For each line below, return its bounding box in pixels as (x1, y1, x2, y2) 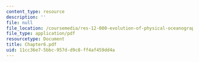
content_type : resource (6, 8, 65, 15)
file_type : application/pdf (6, 31, 76, 37)
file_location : (6, 25, 44, 31)
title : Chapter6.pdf (6, 42, 57, 48)
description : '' (6, 14, 46, 20)
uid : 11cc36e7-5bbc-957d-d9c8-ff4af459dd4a (6, 47, 115, 53)
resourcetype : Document (6, 36, 65, 42)
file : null (6, 19, 33, 25)
